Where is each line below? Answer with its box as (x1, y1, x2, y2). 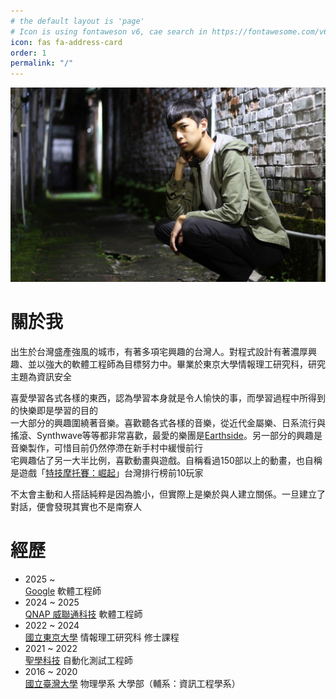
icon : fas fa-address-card (10, 37, 123, 47)
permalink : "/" (10, 58, 74, 69)
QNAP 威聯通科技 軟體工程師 (24, 608, 143, 620)
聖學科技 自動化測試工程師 (24, 654, 133, 666)
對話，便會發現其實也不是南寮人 (10, 500, 142, 512)
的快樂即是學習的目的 (10, 404, 98, 416)
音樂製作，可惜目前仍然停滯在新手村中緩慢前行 (10, 441, 203, 454)
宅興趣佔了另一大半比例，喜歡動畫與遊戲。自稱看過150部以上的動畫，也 (10, 454, 305, 466)
